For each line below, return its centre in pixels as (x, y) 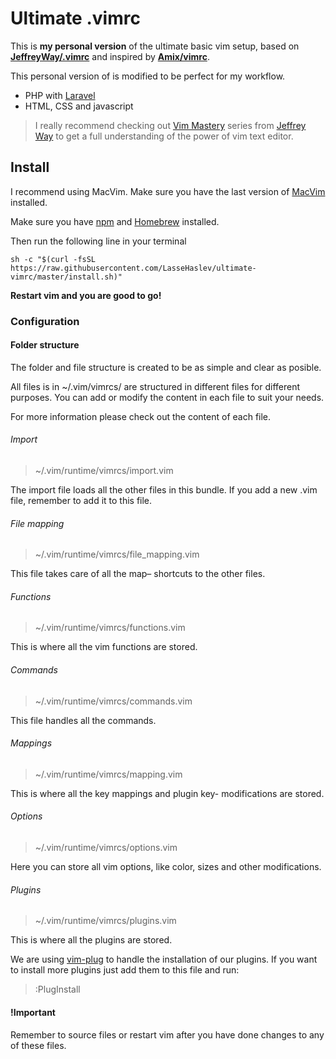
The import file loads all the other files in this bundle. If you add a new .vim (164, 490)
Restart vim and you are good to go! (86, 295)
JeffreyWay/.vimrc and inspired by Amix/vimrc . (110, 56)
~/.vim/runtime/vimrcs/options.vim (106, 848)
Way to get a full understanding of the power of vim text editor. (164, 136)
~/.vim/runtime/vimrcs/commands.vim (113, 701)
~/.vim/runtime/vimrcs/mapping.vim (108, 774)
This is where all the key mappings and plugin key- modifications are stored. (167, 793)
